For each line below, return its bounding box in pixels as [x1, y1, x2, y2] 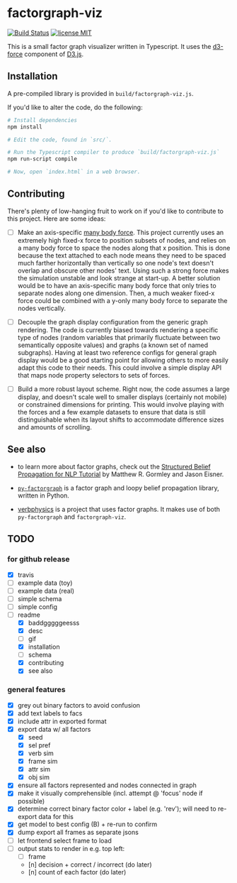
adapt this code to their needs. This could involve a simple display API [17, 363, 221, 372]
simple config [17, 602, 58, 611]
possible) [17, 797, 45, 806]
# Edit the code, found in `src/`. [7, 136, 112, 143]
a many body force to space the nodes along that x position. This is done [17, 243, 231, 252]
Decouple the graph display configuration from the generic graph [17, 317, 209, 326]
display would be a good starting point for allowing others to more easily [17, 356, 229, 364]
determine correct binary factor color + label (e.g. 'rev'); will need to [17, 804, 217, 813]
